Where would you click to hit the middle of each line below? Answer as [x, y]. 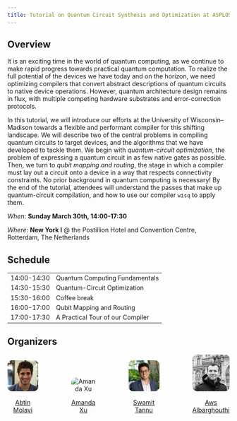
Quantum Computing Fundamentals [108, 278]
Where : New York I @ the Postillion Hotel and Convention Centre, [102, 230]
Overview [29, 45]
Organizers [32, 342]
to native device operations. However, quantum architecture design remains [117, 91]
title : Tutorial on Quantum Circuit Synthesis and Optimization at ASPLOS [120, 15]
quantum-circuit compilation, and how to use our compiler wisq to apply [111, 195]
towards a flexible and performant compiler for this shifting [119, 128]
